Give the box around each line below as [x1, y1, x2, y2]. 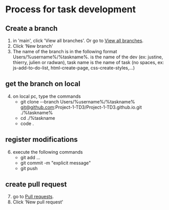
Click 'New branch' [12, 43, 53, 49]
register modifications [5, 135, 78, 144]
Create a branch [5, 24, 58, 33]
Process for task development [5, 4, 136, 15]
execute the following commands [12, 149, 83, 155]
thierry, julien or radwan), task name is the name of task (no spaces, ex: [12, 59, 164, 65]
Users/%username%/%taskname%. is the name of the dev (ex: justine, [12, 54, 163, 60]
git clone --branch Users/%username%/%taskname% [20, 98, 136, 104]
